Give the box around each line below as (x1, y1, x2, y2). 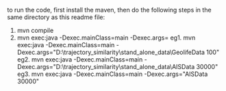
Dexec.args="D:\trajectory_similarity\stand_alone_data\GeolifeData (16, 48, 205, 56)
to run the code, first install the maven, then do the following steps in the (7, 6, 212, 14)
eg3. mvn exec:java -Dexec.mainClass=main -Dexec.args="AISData (16, 70, 208, 78)
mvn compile (16, 27, 54, 34)
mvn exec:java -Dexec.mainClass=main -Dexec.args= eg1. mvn (16, 34, 196, 42)
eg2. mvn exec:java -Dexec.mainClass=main (16, 55, 143, 64)
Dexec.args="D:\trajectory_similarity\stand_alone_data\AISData (16, 63, 195, 70)
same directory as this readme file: (7, 13, 105, 21)
